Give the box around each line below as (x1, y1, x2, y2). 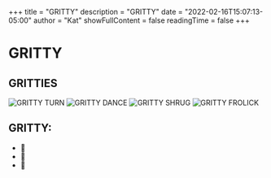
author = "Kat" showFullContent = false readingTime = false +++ (33, 15, 251, 25)
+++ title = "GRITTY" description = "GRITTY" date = (8, 7, 183, 16)
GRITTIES (8, 76, 58, 90)
